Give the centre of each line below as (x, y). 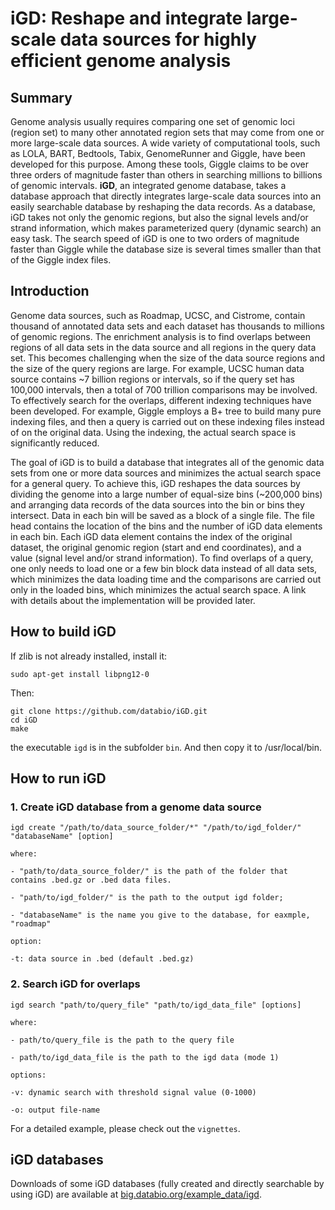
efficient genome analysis (121, 61)
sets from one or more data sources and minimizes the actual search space (166, 473)
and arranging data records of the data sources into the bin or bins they (157, 504)
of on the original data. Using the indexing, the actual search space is (153, 432)
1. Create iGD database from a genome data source (136, 807)
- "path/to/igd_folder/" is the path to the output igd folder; (147, 898)
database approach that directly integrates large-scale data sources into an (166, 196)
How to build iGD (63, 632)
